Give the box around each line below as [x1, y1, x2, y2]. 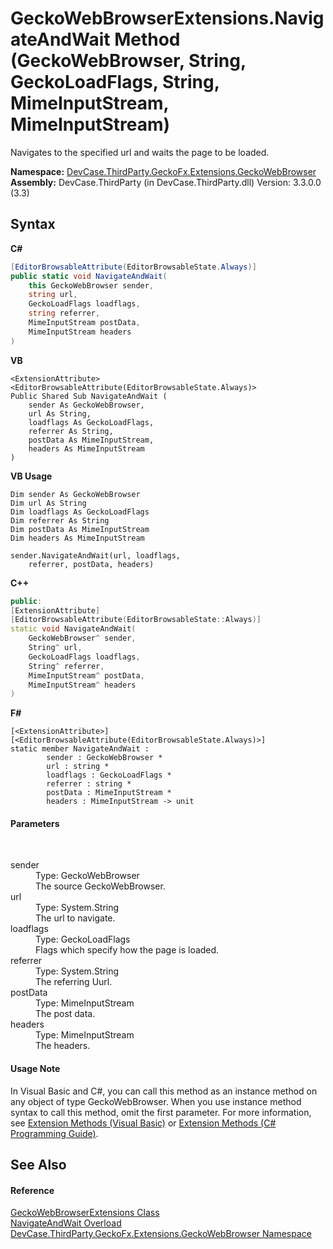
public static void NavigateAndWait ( [10, 271, 168, 281]
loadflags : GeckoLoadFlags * [46, 770, 172, 781]
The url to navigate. [35, 912, 116, 924]
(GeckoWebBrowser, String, [10, 50, 247, 72]
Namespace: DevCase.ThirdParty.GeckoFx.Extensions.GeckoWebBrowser [10, 165, 317, 177]
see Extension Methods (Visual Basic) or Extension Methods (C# [10, 1117, 277, 1129]
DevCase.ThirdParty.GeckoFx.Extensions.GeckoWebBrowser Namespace [10, 1228, 312, 1240]
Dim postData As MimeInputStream [10, 524, 150, 534]
